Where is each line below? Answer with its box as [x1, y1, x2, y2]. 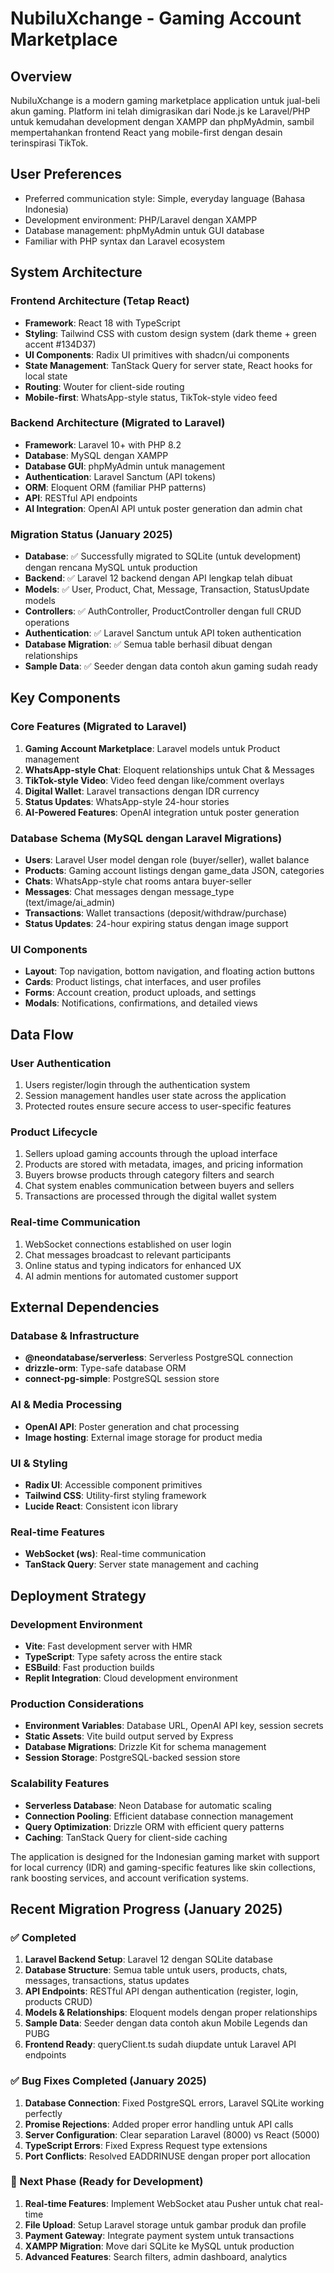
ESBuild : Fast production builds [24, 1661, 155, 1673]
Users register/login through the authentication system [24, 1079, 251, 1091]
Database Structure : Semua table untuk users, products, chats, [24, 1964, 288, 1976]
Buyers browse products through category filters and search [24, 1169, 275, 1181]
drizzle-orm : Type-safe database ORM [24, 1362, 187, 1374]
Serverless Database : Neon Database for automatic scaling [24, 1799, 272, 1811]
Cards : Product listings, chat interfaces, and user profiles [24, 976, 262, 988]
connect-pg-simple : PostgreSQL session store [24, 1373, 220, 1385]
